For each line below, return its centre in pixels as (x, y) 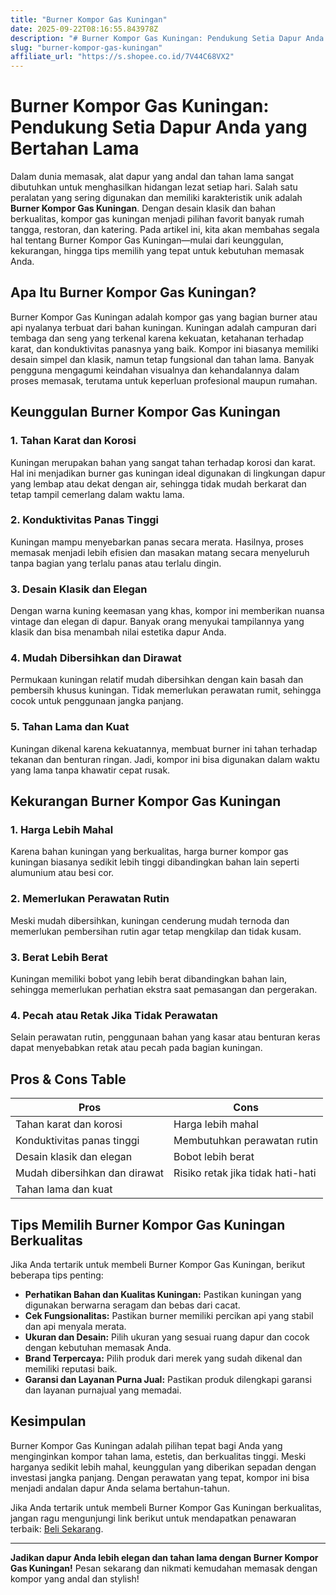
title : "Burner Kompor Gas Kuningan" (89, 19)
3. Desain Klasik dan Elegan (79, 589)
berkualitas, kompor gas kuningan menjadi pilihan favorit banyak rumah (157, 219)
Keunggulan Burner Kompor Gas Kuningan (145, 412)
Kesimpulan (48, 1421)
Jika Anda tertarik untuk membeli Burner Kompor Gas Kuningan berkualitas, (166, 1507)
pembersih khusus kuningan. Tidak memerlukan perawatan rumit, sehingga (166, 690)
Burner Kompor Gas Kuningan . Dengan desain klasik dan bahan (143, 208)
